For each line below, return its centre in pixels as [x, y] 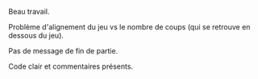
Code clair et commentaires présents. [71, 66]
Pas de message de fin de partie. [63, 51]
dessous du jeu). [36, 36]
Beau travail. [29, 12]
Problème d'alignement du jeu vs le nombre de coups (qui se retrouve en [129, 27]
